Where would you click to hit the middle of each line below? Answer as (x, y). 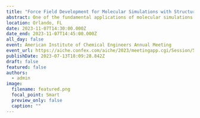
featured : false (26, 67)
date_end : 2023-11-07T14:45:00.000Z (51, 34)
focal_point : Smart (36, 95)
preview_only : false (37, 100)
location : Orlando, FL (34, 23)
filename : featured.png (41, 89)
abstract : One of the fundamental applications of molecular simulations (100, 17)
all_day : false (25, 39)
